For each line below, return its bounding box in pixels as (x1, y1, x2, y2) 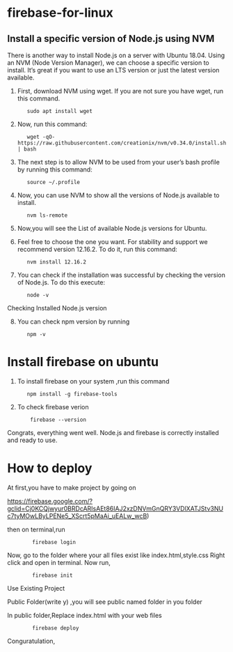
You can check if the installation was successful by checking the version (17, 271, 226, 279)
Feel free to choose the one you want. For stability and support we (17, 238, 208, 245)
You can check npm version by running (17, 317, 130, 326)
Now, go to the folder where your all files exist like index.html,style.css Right (7, 551, 225, 559)
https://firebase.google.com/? (7, 496, 93, 505)
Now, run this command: (17, 120, 88, 128)
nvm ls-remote (26, 212, 68, 219)
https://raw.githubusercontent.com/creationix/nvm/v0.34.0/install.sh (17, 139, 227, 146)
